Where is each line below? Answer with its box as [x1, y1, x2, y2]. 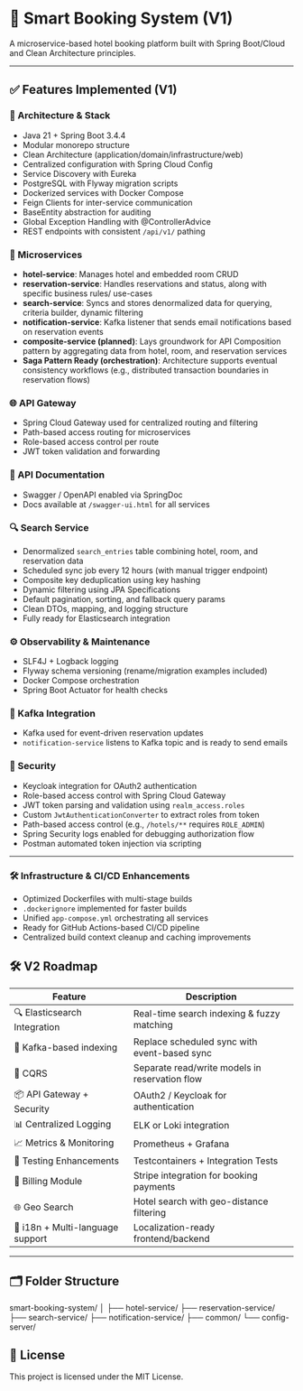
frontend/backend [133, 1232, 210, 1245]
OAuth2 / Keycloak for [133, 1090, 227, 1102]
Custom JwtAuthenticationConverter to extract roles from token [22, 809, 260, 820]
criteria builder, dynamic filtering [22, 307, 144, 318]
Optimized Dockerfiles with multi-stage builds [22, 894, 193, 904]
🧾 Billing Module [14, 1174, 83, 1187]
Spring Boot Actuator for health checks [22, 685, 169, 696]
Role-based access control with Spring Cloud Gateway [22, 790, 226, 801]
